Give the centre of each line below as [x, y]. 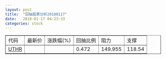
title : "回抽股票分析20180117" [36, 14]
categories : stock [24, 23]
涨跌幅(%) [59, 41]
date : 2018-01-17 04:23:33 [35, 19]
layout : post [19, 10]
